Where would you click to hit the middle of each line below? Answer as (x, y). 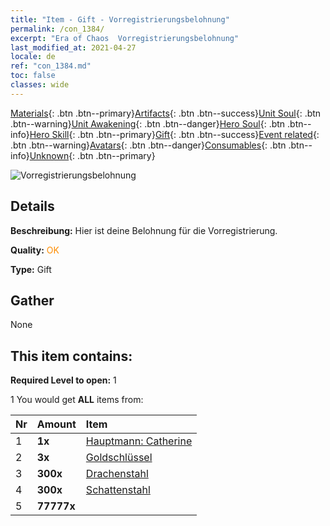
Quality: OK (35, 250)
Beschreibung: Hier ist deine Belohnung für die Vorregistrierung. (144, 230)
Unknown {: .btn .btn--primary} (92, 155)
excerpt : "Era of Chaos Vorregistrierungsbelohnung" (125, 38)
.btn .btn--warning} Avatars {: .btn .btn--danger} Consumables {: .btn (148, 145)
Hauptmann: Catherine (139, 441)
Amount (56, 424)
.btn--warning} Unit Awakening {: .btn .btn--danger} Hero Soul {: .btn (148, 123)
